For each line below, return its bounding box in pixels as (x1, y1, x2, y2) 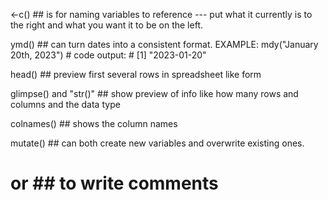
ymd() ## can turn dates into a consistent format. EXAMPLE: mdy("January (10, 39, 319, 50)
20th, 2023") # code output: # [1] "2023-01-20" (10, 49, 207, 61)
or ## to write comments (10, 172, 219, 195)
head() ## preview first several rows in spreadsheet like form (10, 69, 262, 80)
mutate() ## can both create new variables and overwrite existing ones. (10, 137, 305, 149)
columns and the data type (10, 99, 121, 110)
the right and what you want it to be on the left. (10, 19, 203, 31)
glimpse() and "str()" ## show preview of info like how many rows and (10, 88, 299, 99)
